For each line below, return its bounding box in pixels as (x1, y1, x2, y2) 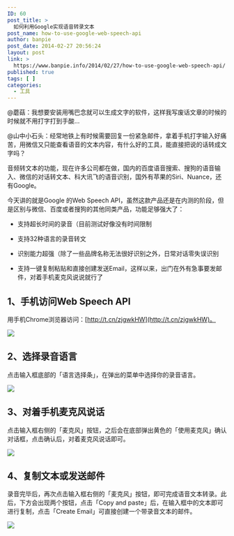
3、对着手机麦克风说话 (7, 406, 105, 418)
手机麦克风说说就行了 (41, 273, 103, 281)
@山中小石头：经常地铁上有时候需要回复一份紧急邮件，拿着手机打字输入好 (7, 132, 221, 140)
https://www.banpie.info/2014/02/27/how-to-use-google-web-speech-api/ (13, 62, 226, 69)
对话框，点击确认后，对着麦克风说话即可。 (7, 434, 130, 443)
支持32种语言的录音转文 (17, 234, 86, 243)
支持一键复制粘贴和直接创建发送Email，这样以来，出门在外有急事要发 (17, 265, 217, 273)
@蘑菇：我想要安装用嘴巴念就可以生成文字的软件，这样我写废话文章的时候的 (7, 108, 227, 117)
